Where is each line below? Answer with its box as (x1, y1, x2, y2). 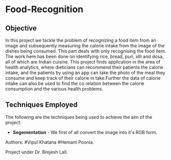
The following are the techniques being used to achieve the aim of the (5, 114, 153, 120)
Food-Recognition (5, 4, 84, 15)
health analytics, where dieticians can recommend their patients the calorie (5, 65, 163, 70)
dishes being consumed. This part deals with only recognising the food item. (5, 48, 166, 54)
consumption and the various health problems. (5, 86, 104, 92)
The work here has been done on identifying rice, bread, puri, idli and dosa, (5, 53, 164, 59)
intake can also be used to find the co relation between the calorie (5, 80, 144, 86)
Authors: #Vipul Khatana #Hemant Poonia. (5, 139, 94, 145)
